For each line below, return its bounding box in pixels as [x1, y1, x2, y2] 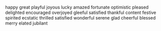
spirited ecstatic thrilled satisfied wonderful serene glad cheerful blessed [5, 15, 156, 20]
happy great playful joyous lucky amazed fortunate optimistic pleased [5, 4, 149, 10]
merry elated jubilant [5, 20, 48, 26]
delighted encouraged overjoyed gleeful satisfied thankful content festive [5, 9, 156, 15]
